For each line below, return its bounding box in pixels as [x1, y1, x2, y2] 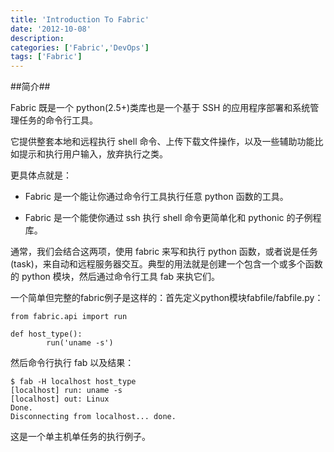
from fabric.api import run [10, 312, 128, 322]
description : [10, 33, 65, 43]
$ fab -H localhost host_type [10, 377, 137, 387]
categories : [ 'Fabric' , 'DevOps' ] [10, 42, 150, 53]
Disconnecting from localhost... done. [10, 412, 177, 422]
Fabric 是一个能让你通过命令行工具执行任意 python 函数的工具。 [24, 191, 289, 203]
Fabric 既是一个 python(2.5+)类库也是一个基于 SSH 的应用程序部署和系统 [10, 102, 311, 114]
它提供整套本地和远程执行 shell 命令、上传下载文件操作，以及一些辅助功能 [10, 136, 315, 148]
